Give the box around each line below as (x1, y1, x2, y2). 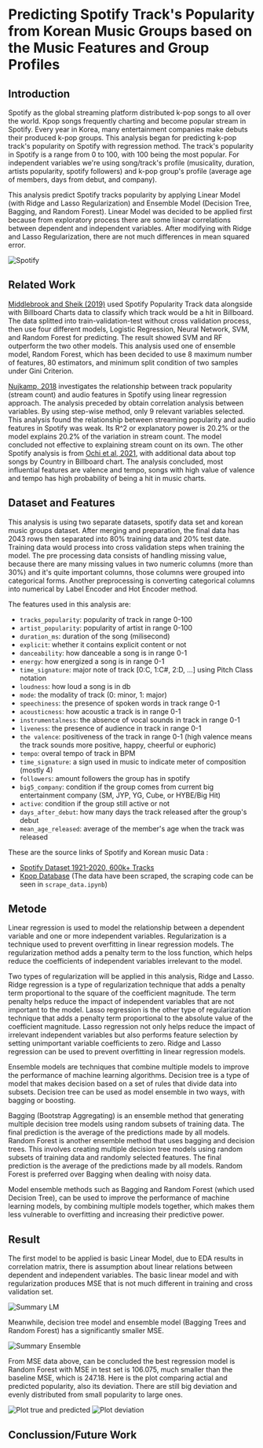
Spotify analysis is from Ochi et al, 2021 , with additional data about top (8, 448, 236, 457)
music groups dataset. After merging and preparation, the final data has (8, 525, 240, 535)
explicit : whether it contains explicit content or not (19, 639, 187, 649)
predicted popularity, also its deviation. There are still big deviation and (8, 1382, 238, 1391)
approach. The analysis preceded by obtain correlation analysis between (8, 398, 244, 407)
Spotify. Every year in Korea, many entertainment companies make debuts (8, 124, 249, 134)
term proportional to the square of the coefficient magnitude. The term (8, 988, 236, 998)
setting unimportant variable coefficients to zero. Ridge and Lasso (8, 1039, 221, 1048)
